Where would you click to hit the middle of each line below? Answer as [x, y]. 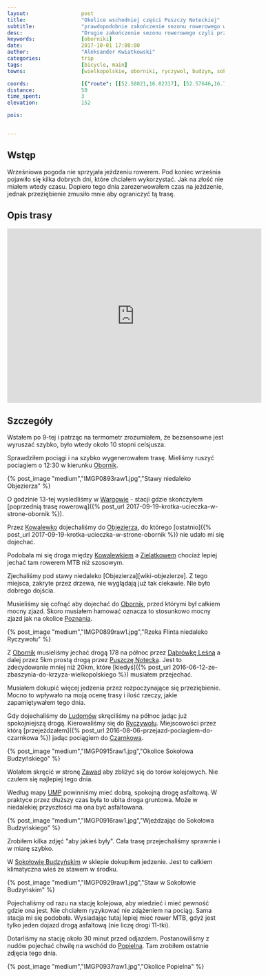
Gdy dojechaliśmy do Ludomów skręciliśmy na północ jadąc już [97, 716]
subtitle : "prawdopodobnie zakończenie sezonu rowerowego [114, 26]
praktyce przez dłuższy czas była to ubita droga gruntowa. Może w [103, 800]
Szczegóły [30, 421]
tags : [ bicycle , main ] [68, 65]
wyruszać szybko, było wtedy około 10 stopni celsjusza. [86, 444]
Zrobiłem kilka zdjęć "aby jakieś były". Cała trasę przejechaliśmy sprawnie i [114, 841]
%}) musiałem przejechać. [155, 675]
